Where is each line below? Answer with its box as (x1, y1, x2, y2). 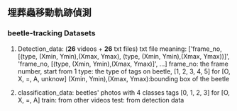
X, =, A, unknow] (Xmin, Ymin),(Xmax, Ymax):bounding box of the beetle (17, 74, 230, 83)
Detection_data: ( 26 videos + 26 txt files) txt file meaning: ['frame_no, (17, 45, 222, 53)
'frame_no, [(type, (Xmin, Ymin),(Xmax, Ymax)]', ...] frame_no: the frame (17, 59, 228, 68)
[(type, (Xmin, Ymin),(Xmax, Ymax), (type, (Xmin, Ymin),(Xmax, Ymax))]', (17, 52, 230, 60)
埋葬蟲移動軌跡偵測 (7, 6, 92, 19)
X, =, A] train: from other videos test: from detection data (17, 95, 184, 104)
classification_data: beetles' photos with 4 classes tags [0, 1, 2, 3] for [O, (17, 88, 231, 97)
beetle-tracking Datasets (7, 28, 96, 38)
